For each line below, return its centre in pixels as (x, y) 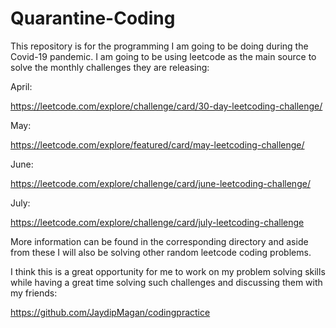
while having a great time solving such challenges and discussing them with (166, 282)
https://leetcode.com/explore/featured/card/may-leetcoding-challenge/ (157, 144)
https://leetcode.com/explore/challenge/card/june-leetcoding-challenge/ (160, 183)
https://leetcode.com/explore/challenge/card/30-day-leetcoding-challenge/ (166, 106)
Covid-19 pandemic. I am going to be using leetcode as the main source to (163, 56)
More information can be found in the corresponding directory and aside (159, 241)
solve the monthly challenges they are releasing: (110, 67)
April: (21, 86)
